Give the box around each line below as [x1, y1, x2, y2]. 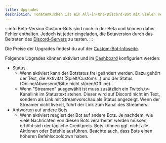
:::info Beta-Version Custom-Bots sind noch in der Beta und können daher [5, 25, 155, 31]
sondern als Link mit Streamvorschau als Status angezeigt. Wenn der [19, 96, 160, 102]
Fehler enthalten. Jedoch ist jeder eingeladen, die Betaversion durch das [5, 31, 153, 37]
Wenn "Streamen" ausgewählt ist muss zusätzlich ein [19, 86, 128, 92]
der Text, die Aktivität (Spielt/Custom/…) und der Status [19, 75, 133, 81]
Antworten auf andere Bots [12, 107, 68, 113]
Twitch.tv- [129, 86, 150, 92]
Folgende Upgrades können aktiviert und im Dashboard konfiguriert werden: [5, 55, 161, 61]
